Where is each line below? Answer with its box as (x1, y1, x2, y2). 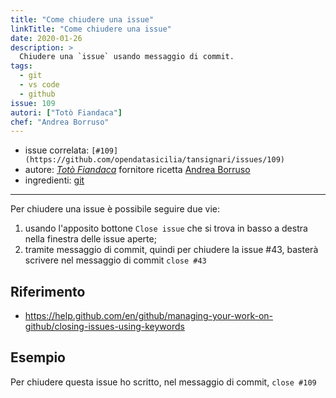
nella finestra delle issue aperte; (24, 233, 157, 245)
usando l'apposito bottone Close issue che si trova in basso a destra (24, 222, 308, 235)
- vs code (19, 80, 60, 90)
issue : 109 (10, 98, 56, 108)
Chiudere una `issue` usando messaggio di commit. (19, 52, 235, 62)
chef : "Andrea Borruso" (10, 117, 110, 127)
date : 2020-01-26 (10, 33, 83, 43)
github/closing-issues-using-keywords (24, 321, 185, 333)
